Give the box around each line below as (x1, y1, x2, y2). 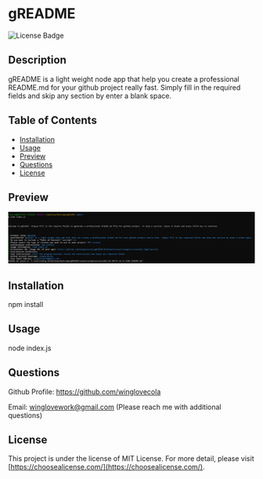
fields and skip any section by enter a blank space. (8, 91, 172, 101)
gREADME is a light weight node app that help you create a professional (8, 74, 240, 83)
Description (8, 53, 67, 67)
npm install (8, 300, 44, 309)
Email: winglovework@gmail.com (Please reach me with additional (8, 402, 222, 411)
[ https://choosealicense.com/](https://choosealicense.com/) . (8, 463, 205, 472)
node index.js (8, 343, 52, 353)
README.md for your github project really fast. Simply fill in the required (8, 82, 241, 92)
